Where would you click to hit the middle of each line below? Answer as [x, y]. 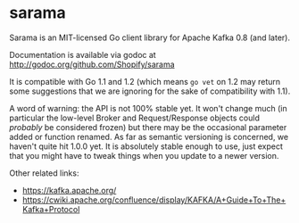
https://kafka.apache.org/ [69, 190]
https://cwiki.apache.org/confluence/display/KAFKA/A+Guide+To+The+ [154, 200]
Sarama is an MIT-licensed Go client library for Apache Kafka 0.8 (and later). [149, 37]
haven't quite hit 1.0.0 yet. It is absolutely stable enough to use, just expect [146, 146]
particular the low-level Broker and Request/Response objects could [135, 118]
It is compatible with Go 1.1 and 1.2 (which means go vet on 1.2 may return [145, 81]
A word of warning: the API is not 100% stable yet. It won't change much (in [148, 108]
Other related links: [44, 173]
